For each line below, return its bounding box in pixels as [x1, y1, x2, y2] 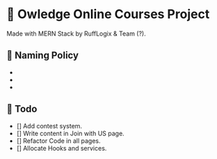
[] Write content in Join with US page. [16, 129, 124, 137]
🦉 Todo [6, 103, 38, 115]
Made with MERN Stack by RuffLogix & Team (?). [6, 29, 147, 38]
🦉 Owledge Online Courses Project [6, 6, 210, 22]
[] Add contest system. [16, 121, 83, 130]
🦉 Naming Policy [6, 50, 79, 61]
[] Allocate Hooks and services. [16, 144, 107, 152]
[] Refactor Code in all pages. [16, 136, 101, 145]
